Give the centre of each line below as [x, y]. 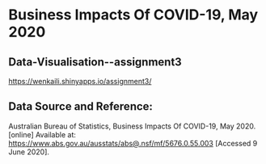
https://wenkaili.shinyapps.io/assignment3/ [80, 81]
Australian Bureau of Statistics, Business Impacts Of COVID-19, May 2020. [132, 126]
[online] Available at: [42, 134]
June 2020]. [29, 152]
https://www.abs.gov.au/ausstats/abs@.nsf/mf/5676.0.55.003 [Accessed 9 [133, 143]
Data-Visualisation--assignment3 [95, 62]
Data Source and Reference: [81, 107]
